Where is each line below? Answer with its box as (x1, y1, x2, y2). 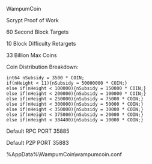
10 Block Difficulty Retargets (6, 40, 76, 47)
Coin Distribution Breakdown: (6, 63, 79, 70)
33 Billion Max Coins (6, 52, 57, 59)
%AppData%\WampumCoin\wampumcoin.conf (6, 151, 122, 158)
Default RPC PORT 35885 (6, 127, 70, 135)
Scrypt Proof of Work (6, 17, 59, 23)
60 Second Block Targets (6, 28, 69, 35)
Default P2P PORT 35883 (6, 139, 69, 146)
